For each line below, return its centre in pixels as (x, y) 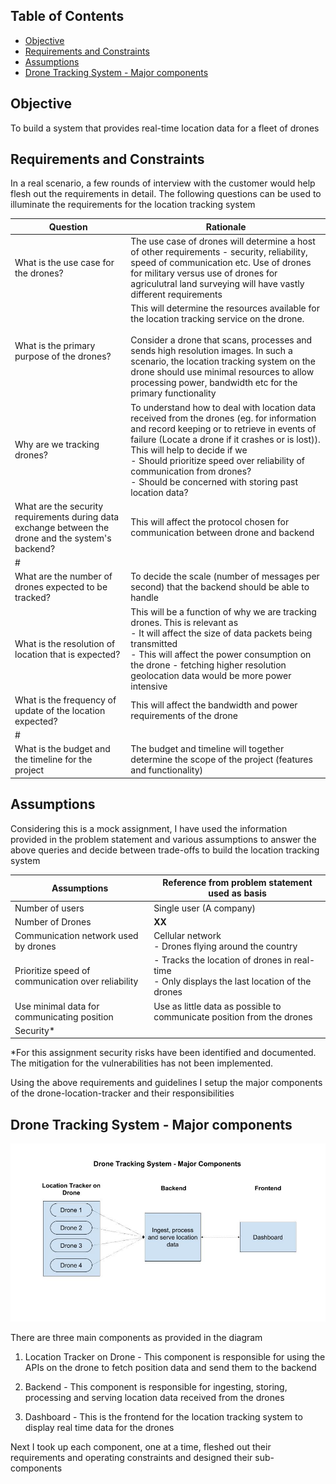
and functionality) (166, 770)
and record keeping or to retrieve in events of (223, 428)
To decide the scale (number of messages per (225, 576)
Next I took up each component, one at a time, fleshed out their (141, 1446)
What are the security (59, 506)
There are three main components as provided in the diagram (136, 1337)
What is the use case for (64, 263)
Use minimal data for (57, 1006)
